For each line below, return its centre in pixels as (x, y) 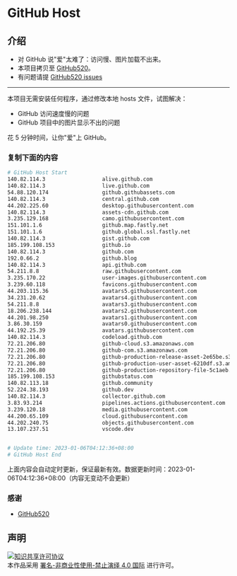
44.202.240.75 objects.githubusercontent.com (101, 422)
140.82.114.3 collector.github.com (86, 397)
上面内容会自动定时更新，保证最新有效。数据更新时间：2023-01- (101, 469)
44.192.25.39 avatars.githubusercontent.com (101, 330)
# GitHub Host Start (38, 173)
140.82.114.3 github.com (71, 252)
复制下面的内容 (33, 157)
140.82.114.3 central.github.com (83, 199)
